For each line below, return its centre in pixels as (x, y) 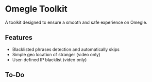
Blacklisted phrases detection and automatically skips (66, 49)
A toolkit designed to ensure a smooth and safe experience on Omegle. (76, 22)
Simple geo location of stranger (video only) (56, 54)
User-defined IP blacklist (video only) (49, 60)
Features (19, 38)
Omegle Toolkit (36, 9)
